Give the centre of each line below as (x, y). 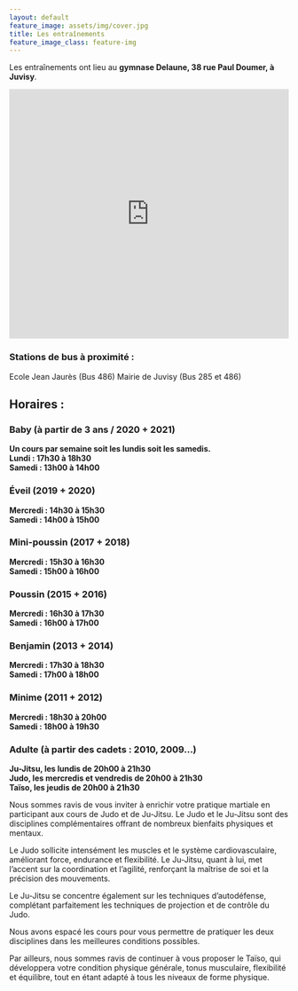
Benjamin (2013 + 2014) (61, 646)
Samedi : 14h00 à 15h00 (55, 519)
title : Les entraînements (57, 34)
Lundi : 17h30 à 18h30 (50, 459)
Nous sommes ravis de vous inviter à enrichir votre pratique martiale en (140, 805)
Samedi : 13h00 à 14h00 (55, 468)
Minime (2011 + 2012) (56, 697)
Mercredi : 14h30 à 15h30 (57, 510)
